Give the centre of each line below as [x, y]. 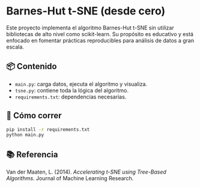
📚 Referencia [32, 154]
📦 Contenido [32, 66]
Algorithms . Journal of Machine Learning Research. [70, 178]
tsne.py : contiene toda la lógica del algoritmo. [72, 90]
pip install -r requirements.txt [48, 129]
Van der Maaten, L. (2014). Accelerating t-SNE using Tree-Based [86, 172]
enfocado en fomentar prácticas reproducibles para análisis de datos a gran [100, 40]
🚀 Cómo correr [34, 116]
